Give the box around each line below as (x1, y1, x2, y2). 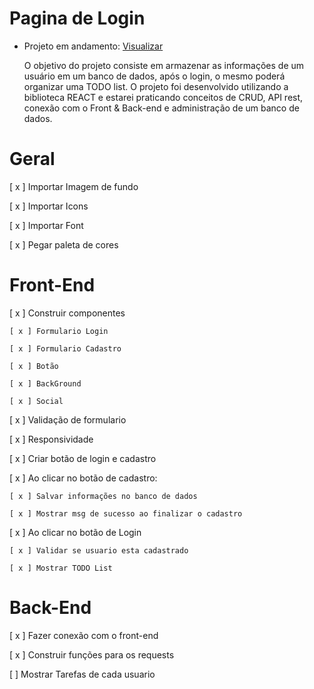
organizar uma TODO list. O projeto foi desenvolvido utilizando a (23, 80, 289, 92)
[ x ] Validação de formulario (9, 413, 127, 426)
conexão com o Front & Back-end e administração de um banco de (23, 102, 300, 114)
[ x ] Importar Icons (9, 200, 89, 212)
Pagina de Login (9, 7, 146, 30)
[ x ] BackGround (9, 378, 82, 389)
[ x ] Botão (9, 361, 59, 371)
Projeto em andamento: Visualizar (23, 40, 164, 52)
